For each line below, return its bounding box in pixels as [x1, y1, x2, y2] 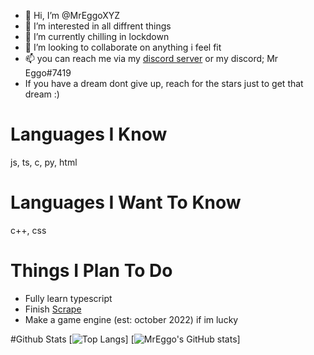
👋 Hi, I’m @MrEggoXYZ [24, 10, 121, 21]
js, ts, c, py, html [10, 156, 78, 168]
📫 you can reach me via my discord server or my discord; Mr [24, 53, 279, 64]
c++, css [10, 224, 47, 236]
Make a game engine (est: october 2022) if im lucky [24, 313, 239, 325]
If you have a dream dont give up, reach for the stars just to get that [24, 78, 304, 89]
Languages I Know [10, 123, 168, 146]
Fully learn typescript [24, 292, 113, 304]
